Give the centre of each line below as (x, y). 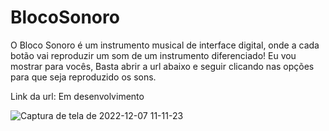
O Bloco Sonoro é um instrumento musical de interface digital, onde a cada (165, 45)
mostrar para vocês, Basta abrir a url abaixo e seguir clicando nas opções (162, 66)
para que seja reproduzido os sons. (83, 77)
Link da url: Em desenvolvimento (77, 96)
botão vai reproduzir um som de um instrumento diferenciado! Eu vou (153, 55)
